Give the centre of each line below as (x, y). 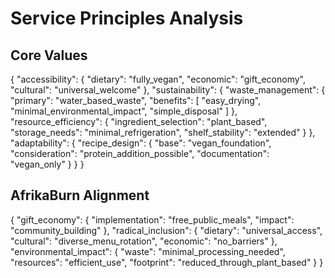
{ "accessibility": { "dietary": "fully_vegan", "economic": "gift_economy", (158, 79)
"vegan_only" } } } (47, 164)
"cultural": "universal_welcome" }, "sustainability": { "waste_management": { (168, 90)
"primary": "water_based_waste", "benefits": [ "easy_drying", (136, 100)
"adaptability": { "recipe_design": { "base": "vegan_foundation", (141, 143)
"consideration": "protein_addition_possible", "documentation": (140, 153)
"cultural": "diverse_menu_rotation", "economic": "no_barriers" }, (144, 241)
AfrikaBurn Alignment (80, 195)
